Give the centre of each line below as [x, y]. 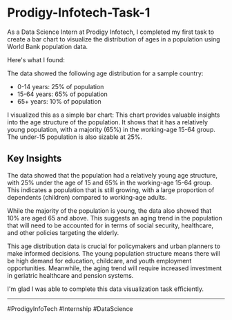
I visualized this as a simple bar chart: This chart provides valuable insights [114, 115]
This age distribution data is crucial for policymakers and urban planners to [114, 246]
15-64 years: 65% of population [62, 94]
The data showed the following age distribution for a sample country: [105, 73]
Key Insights [35, 159]
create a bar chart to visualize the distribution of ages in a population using [114, 39]
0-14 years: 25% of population [60, 86]
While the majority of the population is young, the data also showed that [109, 210]
